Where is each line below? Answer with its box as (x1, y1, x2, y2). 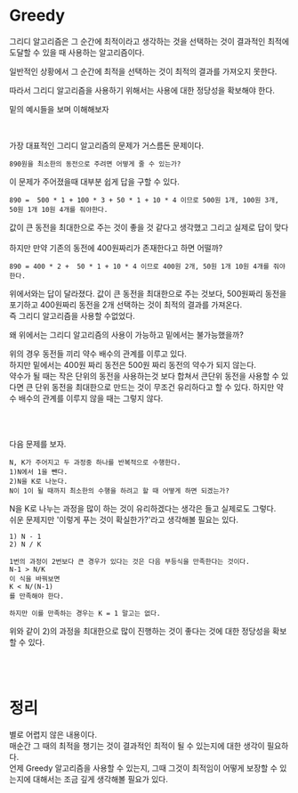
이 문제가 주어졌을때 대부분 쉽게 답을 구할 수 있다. (9, 176, 181, 187)
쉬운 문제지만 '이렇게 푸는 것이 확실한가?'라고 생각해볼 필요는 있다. (9, 514, 238, 525)
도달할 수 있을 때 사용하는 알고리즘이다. (9, 46, 145, 58)
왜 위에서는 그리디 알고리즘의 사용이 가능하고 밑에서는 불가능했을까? (9, 329, 245, 339)
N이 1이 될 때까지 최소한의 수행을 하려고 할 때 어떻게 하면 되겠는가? (9, 486, 230, 495)
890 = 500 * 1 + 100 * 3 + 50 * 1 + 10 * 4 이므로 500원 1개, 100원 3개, (9, 195, 279, 205)
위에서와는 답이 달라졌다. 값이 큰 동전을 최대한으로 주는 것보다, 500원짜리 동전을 (9, 288, 287, 298)
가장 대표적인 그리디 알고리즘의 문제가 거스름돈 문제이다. (9, 140, 205, 151)
